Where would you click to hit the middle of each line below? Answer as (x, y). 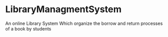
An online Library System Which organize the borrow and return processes (84, 23)
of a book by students (28, 28)
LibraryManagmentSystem (63, 9)
